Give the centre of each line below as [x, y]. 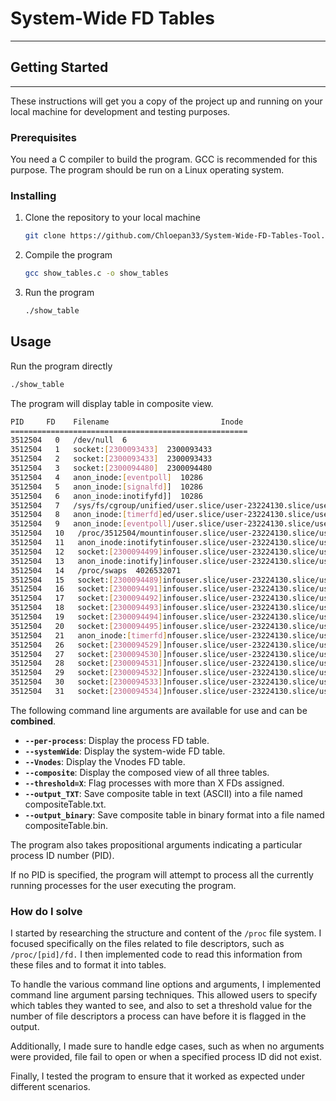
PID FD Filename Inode [127, 422]
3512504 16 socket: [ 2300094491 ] [86, 589]
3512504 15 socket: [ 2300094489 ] [86, 580]
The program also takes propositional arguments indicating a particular [156, 844]
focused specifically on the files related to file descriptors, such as [147, 944]
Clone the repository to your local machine [112, 218]
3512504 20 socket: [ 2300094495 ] [86, 626]
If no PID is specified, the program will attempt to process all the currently [162, 874]
